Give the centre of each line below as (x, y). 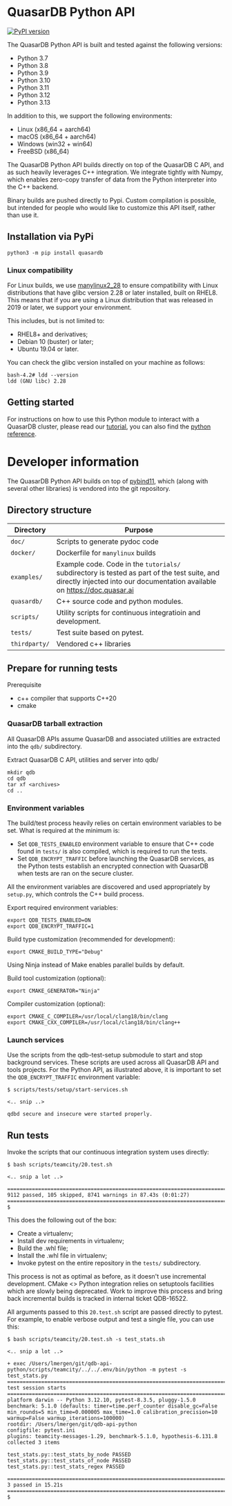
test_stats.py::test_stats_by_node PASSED (69, 1455)
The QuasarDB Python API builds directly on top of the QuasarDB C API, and (116, 164)
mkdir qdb (21, 772)
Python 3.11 (33, 87)
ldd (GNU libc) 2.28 (37, 381)
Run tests (28, 1135)
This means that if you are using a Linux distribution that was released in (110, 300)
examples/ (27, 577)
